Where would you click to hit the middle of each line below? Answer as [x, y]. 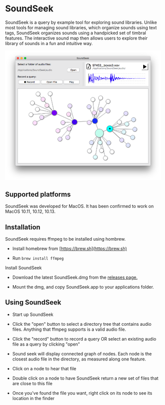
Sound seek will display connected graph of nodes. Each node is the [82, 354]
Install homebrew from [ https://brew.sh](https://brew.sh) [70, 249]
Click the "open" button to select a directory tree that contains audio [82, 324]
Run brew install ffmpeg [38, 258]
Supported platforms [38, 194]
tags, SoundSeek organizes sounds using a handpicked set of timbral [76, 33]
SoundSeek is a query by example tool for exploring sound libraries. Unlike [81, 22]
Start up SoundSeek [33, 314]
